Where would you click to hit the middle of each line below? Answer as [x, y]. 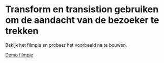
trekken [22, 31]
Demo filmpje [19, 55]
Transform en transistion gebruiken [82, 9]
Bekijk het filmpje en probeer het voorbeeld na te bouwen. [66, 45]
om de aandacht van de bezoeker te [82, 20]
